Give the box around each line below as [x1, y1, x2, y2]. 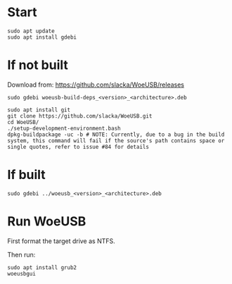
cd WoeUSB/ [7, 118, 39, 125]
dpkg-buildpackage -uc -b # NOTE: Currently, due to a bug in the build [7, 131, 225, 138]
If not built [7, 57, 69, 73]
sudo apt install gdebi [7, 33, 77, 41]
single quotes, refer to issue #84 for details [7, 143, 150, 150]
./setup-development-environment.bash [7, 125, 121, 132]
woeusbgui [7, 270, 37, 277]
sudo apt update [7, 27, 55, 35]
